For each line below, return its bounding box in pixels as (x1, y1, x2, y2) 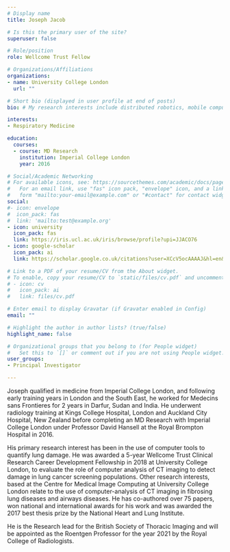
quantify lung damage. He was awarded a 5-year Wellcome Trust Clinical (7, 451, 214, 459)
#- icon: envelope (7, 205, 60, 211)
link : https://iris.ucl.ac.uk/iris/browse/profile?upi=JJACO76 (13, 237, 197, 244)
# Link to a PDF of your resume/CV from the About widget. (7, 267, 179, 274)
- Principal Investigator (7, 362, 81, 369)
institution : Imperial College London (19, 154, 130, 161)
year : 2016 (19, 160, 51, 168)
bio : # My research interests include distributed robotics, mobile (7, 104, 207, 111)
